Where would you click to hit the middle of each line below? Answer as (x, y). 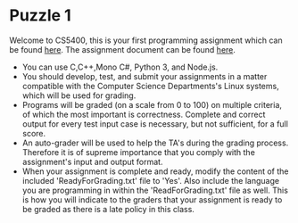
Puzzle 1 (40, 16)
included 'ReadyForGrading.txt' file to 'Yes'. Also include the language (150, 180)
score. (34, 133)
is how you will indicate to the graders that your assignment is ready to (152, 199)
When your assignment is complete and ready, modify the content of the (155, 171)
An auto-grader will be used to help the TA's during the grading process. (155, 143)
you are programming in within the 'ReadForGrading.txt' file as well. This (155, 190)
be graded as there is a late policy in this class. (108, 209)
